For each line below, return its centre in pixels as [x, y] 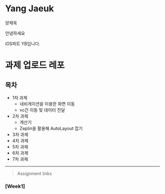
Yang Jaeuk [29, 9]
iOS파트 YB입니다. [23, 43]
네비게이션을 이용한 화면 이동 [47, 104]
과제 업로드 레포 [35, 66]
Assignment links [34, 173]
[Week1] [15, 186]
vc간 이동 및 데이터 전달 [42, 110]
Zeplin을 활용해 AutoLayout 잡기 [51, 128]
